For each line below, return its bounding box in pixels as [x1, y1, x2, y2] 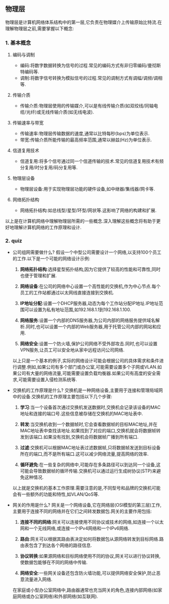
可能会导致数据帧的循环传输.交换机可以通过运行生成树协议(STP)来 [20, 468, 157, 474]
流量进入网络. [24, 576, 53, 582]
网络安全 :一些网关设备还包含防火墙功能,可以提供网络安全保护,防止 [20, 570, 156, 576]
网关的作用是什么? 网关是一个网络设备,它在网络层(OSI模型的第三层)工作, [12, 502, 162, 508]
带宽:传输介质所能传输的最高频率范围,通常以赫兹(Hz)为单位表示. [20, 137, 152, 143]
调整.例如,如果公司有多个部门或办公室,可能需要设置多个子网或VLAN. [17, 364, 157, 370]
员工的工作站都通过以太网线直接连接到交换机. [20, 289, 114, 296]
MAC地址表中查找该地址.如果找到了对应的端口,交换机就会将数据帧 [20, 428, 156, 434]
